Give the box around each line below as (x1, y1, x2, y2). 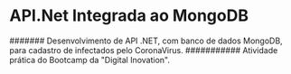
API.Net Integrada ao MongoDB (9, 5, 249, 26)
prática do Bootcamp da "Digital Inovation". (9, 54, 170, 65)
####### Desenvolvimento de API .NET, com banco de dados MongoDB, (9, 35, 283, 46)
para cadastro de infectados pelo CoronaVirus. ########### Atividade (9, 44, 278, 55)
